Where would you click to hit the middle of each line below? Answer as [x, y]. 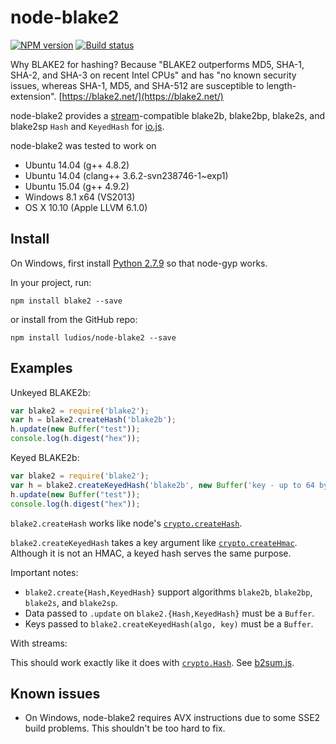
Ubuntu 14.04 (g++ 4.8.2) [77, 165]
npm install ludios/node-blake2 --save [93, 337]
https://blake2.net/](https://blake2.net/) [142, 96]
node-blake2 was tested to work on [83, 145]
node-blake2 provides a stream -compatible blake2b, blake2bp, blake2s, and [168, 115]
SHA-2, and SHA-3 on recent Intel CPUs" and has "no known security [153, 75]
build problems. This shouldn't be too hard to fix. [125, 728]
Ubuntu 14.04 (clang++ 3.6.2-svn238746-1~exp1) [126, 175]
